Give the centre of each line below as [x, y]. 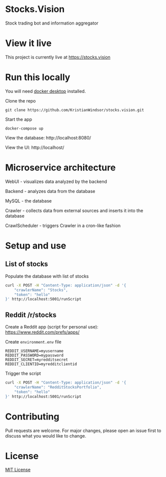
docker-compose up [24, 128]
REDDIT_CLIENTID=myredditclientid [41, 364]
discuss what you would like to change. [46, 435]
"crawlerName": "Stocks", [41, 290]
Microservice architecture [60, 167]
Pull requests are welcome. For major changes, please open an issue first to [83, 430]
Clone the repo [20, 100]
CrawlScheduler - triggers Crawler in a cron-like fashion [63, 225]
